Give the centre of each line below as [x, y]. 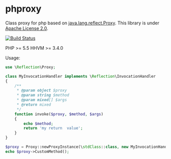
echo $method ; [38, 123]
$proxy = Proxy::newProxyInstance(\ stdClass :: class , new [67, 147]
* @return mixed [34, 105]
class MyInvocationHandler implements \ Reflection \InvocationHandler [81, 76]
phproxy [23, 9]
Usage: [13, 58]
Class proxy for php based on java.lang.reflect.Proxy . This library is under [82, 23]
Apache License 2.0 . [27, 28]
